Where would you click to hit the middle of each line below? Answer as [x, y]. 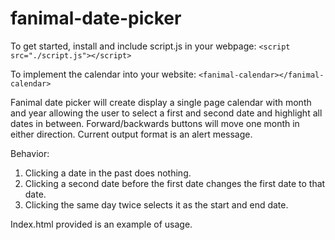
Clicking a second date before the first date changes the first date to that [175, 183]
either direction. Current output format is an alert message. [131, 134]
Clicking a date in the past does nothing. [108, 173]
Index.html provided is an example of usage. [101, 224]
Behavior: [30, 153]
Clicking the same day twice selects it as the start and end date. [156, 204]
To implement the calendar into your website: [103, 74]
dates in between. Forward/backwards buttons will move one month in [155, 123]
